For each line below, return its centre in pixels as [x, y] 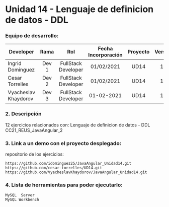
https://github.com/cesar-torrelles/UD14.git [54, 168]
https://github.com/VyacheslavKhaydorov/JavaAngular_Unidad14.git [76, 172]
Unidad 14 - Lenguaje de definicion [79, 9]
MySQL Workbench [22, 200]
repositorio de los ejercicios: [35, 154]
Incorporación [105, 55]
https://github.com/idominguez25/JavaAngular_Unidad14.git [68, 164]
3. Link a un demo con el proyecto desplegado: [63, 143]
